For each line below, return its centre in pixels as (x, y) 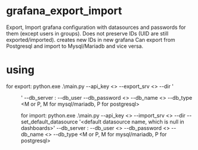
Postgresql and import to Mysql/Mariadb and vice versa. (75, 46)
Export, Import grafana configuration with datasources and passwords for (96, 27)
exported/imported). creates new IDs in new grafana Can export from (91, 40)
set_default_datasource (49, 122)
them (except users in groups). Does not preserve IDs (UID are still (87, 33)
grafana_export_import (64, 11)
